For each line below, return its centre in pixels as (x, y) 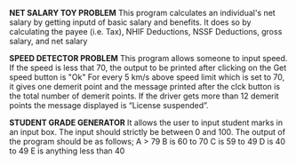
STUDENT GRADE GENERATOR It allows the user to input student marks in (146, 122)
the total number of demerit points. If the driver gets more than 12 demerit (144, 96)
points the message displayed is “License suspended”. (109, 105)
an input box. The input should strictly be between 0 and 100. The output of (148, 132)
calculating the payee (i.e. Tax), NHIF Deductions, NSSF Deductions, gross (146, 31)
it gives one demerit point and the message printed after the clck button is (145, 86)
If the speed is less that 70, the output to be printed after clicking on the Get (148, 67)
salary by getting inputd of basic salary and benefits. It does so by (130, 22)
